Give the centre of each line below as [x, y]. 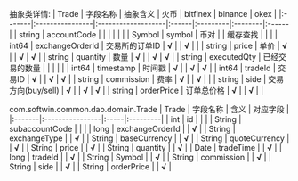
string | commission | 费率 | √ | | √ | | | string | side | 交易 [181, 79]
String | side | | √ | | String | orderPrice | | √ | [90, 167]
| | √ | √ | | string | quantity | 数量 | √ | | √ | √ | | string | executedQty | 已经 [144, 57]
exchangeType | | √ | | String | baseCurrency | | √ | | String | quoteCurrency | [149, 138]
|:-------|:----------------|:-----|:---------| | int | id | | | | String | [125, 119]
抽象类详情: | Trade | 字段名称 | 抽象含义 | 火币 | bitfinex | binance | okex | [143, 14]
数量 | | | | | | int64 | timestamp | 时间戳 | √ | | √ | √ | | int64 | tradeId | [150, 68]
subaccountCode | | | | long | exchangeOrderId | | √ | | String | [122, 129]
